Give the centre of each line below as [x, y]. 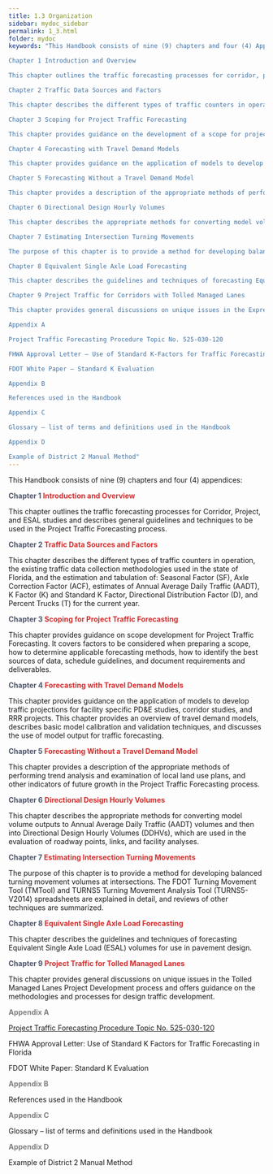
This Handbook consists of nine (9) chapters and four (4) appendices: [126, 479]
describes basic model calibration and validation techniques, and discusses [135, 726]
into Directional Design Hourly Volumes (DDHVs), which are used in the [127, 833]
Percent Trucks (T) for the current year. [74, 603]
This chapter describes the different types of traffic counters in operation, [132, 560]
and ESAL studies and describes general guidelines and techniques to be [131, 520]
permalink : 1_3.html [43, 31]
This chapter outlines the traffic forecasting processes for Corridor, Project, [135, 511]
